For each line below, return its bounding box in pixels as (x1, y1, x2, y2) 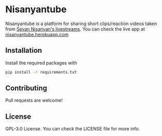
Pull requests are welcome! (5, 97, 63, 103)
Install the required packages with (5, 60, 77, 66)
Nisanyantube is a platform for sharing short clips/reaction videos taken (5, 20, 157, 27)
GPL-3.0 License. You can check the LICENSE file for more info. (5, 126, 140, 132)
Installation (5, 46, 42, 55)
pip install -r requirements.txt (5, 70, 77, 75)
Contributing (5, 84, 47, 93)
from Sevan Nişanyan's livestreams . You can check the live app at (5, 26, 145, 32)
